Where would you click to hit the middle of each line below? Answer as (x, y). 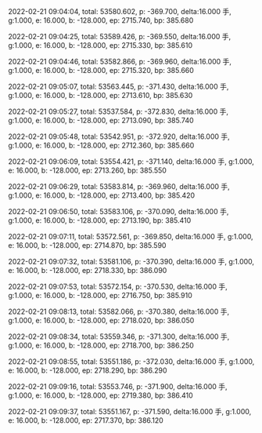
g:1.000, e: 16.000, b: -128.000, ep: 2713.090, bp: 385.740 (101, 120)
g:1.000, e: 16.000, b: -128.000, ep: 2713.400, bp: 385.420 (102, 195)
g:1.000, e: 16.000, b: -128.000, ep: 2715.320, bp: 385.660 (101, 70)
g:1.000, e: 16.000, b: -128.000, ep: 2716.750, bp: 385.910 (100, 295)
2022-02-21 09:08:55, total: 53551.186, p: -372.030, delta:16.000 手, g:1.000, (131, 362)
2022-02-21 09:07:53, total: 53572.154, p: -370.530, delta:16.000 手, (118, 286)
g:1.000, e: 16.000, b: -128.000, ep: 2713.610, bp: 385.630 (100, 95)
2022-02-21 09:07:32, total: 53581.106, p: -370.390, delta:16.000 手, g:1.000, (131, 262)
